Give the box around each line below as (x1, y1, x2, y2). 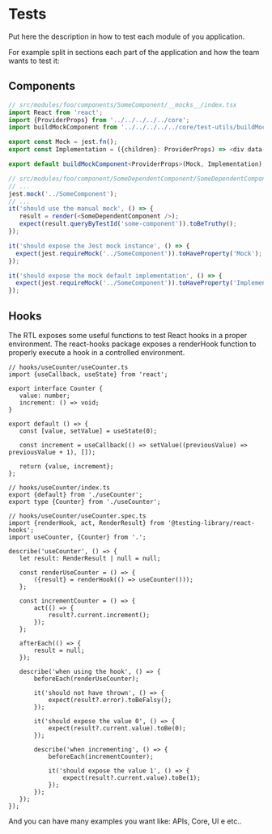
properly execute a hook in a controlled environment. (8, 347, 185, 357)
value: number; (19, 392, 70, 400)
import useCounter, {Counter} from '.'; (8, 533, 147, 541)
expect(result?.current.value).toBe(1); (62, 773, 201, 781)
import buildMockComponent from (8, 123, 117, 132)
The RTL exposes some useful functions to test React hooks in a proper (8, 330, 248, 340)
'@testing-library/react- (167, 519, 255, 527)
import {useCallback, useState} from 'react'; (8, 370, 168, 379)
